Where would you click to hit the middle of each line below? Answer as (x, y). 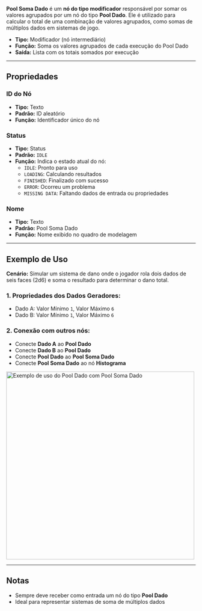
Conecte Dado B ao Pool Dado (53, 350)
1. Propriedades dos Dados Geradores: (63, 296)
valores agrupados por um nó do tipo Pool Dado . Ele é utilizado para (91, 15)
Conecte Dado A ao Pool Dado (53, 344)
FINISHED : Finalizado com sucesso (66, 180)
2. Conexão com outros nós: (48, 331)
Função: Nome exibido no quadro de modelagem (76, 235)
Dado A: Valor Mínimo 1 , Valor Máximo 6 (64, 309)
